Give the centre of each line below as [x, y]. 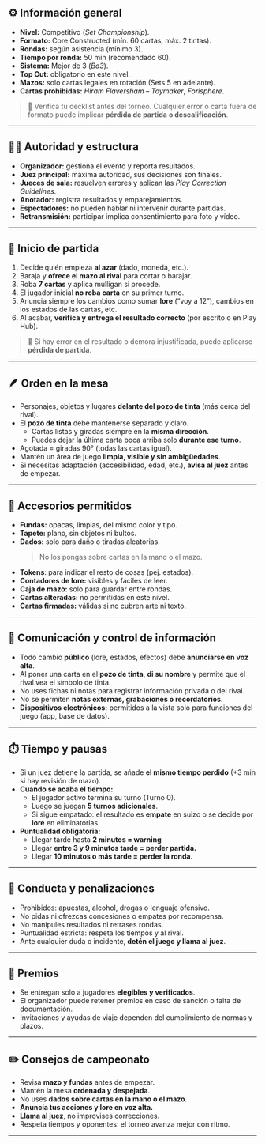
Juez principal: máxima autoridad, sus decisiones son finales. [121, 174]
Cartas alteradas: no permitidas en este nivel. [94, 598]
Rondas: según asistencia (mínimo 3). [81, 49]
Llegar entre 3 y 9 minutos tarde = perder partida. [114, 848]
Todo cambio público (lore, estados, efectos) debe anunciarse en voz [134, 657]
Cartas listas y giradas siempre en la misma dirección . [120, 432]
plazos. [31, 1026]
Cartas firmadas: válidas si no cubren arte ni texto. [103, 606]
